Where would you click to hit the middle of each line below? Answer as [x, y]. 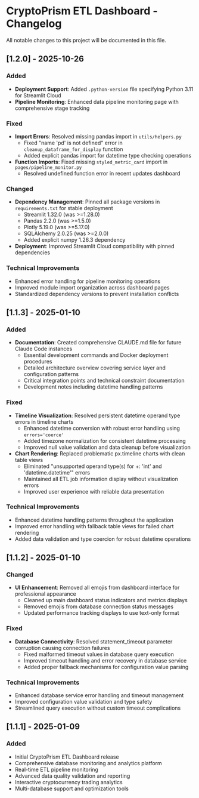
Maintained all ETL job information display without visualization [101, 479]
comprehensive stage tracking [52, 108]
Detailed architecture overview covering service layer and [94, 368]
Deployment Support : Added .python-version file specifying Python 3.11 [104, 89]
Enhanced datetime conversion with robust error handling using [102, 428]
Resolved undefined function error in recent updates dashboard [102, 173]
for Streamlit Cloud [38, 95]
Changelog [34, 24]
